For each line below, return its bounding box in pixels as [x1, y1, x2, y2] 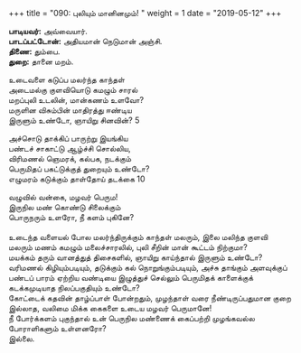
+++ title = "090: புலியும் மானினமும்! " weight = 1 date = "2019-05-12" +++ [8, 8, 282, 18]
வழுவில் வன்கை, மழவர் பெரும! [8, 191, 118, 202]
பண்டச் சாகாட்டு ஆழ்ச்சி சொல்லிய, [8, 144, 131, 153]
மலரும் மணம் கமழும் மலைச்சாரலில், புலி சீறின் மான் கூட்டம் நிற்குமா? [8, 242, 248, 252]
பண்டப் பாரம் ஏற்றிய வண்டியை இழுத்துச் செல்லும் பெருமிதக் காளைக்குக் [8, 273, 254, 283]
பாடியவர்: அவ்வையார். [8, 26, 88, 36]
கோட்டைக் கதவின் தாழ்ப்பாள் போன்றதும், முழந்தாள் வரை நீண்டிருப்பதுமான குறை [8, 293, 292, 303]
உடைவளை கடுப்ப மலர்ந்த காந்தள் [8, 74, 126, 85]
